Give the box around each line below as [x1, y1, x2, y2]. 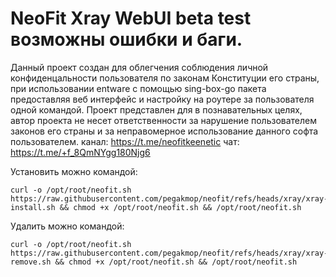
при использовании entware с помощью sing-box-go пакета [10, 82, 267, 94]
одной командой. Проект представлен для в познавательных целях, [10, 103, 303, 116]
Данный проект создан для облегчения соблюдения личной [10, 61, 269, 73]
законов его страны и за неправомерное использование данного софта [10, 125, 319, 137]
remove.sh [10, 257, 52, 267]
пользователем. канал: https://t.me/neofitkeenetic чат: [10, 135, 240, 147]
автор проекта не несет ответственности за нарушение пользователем [10, 114, 318, 126]
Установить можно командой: [10, 165, 138, 177]
